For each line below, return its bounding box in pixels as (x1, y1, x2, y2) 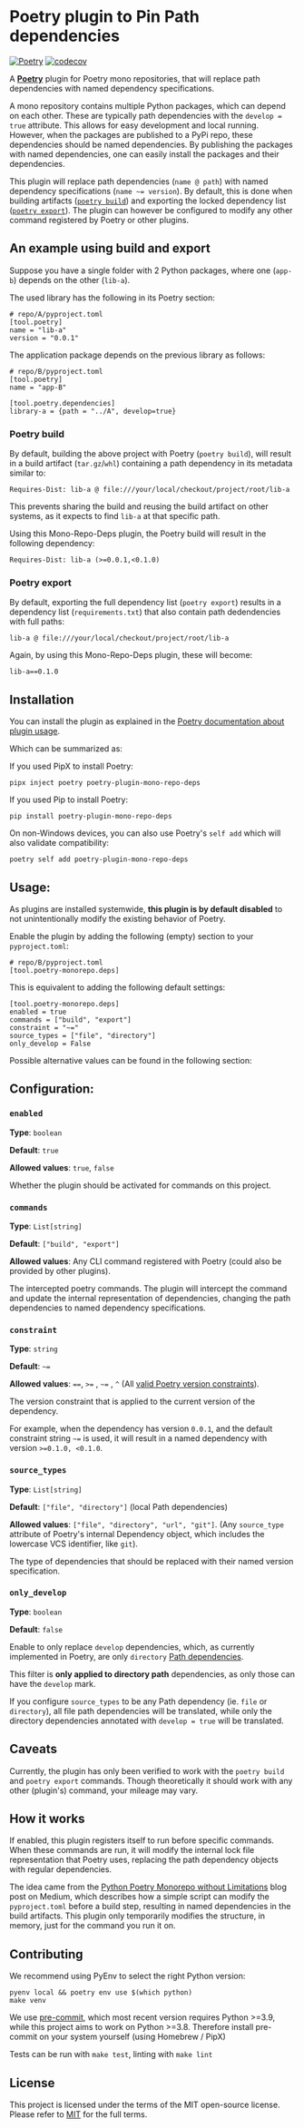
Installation (9, 691, 74, 707)
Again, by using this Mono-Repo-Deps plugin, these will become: (9, 650, 253, 661)
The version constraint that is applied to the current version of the (9, 1396, 256, 1407)
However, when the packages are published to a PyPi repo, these (9, 129, 253, 140)
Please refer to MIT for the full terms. (9, 2109, 148, 2120)
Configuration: (9, 1082, 94, 1097)
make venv (9, 1996, 47, 2005)
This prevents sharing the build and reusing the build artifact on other (9, 501, 270, 512)
